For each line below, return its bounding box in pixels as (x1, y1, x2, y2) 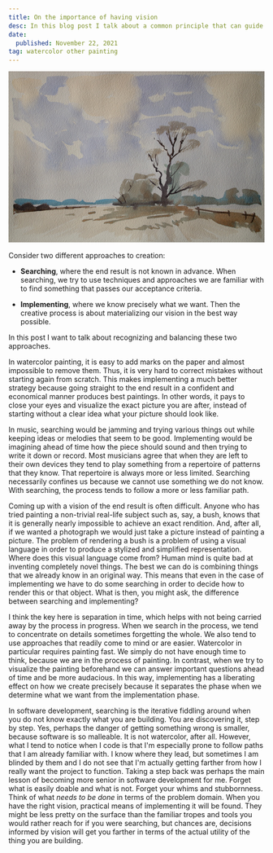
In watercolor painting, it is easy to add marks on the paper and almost (8, 357, 245, 367)
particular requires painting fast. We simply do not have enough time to (8, 647, 246, 657)
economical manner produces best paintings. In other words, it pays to (8, 392, 245, 402)
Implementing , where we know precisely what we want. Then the (19, 300, 240, 310)
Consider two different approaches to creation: (8, 251, 166, 261)
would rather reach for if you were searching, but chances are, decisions (8, 819, 252, 829)
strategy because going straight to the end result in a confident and (8, 383, 235, 393)
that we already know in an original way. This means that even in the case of (8, 570, 264, 580)
